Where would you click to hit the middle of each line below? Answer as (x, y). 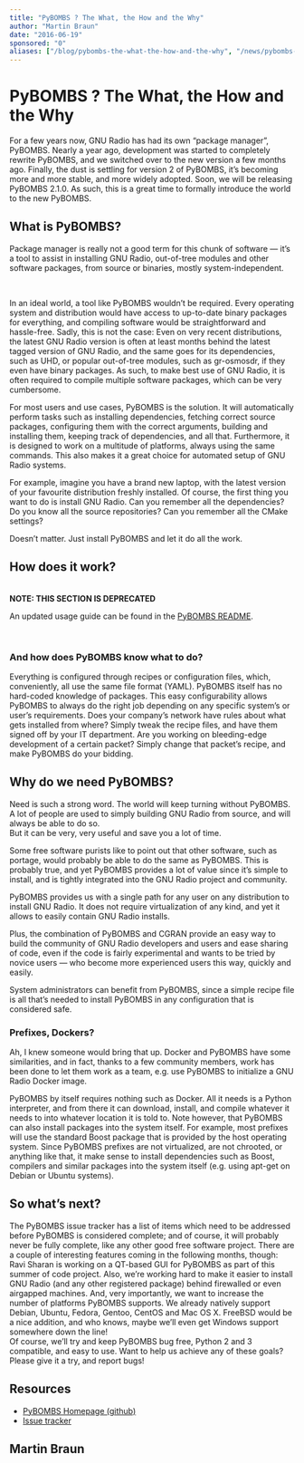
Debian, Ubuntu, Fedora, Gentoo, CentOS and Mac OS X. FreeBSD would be (151, 1312)
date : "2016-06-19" (46, 34)
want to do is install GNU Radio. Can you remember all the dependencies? (147, 501)
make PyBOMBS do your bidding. (71, 754)
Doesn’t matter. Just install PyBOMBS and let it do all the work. (126, 538)
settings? (26, 521)
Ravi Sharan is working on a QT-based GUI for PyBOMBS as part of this (142, 1264)
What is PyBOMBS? (66, 227)
